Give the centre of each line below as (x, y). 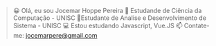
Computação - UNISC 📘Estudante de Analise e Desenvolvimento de (110, 18)
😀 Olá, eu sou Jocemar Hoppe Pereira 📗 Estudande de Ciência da (107, 11)
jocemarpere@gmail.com (62, 35)
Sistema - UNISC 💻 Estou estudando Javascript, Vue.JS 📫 (98, 25)
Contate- (197, 25)
